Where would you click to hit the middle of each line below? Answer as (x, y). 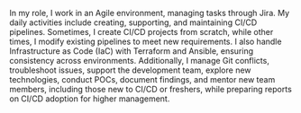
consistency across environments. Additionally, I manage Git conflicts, (140, 61)
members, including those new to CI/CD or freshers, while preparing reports (151, 89)
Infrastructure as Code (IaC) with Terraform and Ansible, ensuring (132, 51)
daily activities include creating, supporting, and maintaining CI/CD (133, 22)
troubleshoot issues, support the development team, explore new (130, 70)
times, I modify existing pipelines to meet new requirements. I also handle (146, 41)
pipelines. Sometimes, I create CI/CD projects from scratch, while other (141, 32)
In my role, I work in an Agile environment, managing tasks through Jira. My (150, 13)
